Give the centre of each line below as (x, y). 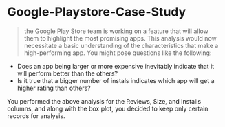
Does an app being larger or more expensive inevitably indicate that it (116, 66)
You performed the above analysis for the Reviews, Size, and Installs (104, 101)
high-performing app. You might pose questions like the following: (118, 53)
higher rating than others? (54, 88)
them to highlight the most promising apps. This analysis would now (120, 38)
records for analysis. (36, 116)
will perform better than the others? (67, 73)
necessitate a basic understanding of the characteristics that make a (121, 45)
